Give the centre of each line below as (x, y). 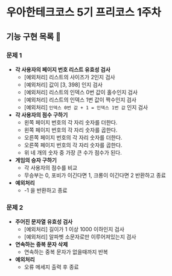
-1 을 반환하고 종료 (46, 190)
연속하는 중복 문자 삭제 (41, 245)
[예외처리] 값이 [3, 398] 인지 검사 (63, 85)
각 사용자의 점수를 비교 (51, 167)
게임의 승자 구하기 (36, 160)
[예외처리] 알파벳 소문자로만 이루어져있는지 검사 (80, 237)
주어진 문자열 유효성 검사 (44, 222)
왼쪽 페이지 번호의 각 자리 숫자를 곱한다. (71, 130)
